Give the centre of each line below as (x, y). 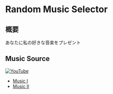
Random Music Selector (56, 9)
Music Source (28, 59)
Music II (21, 86)
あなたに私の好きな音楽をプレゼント (43, 42)
